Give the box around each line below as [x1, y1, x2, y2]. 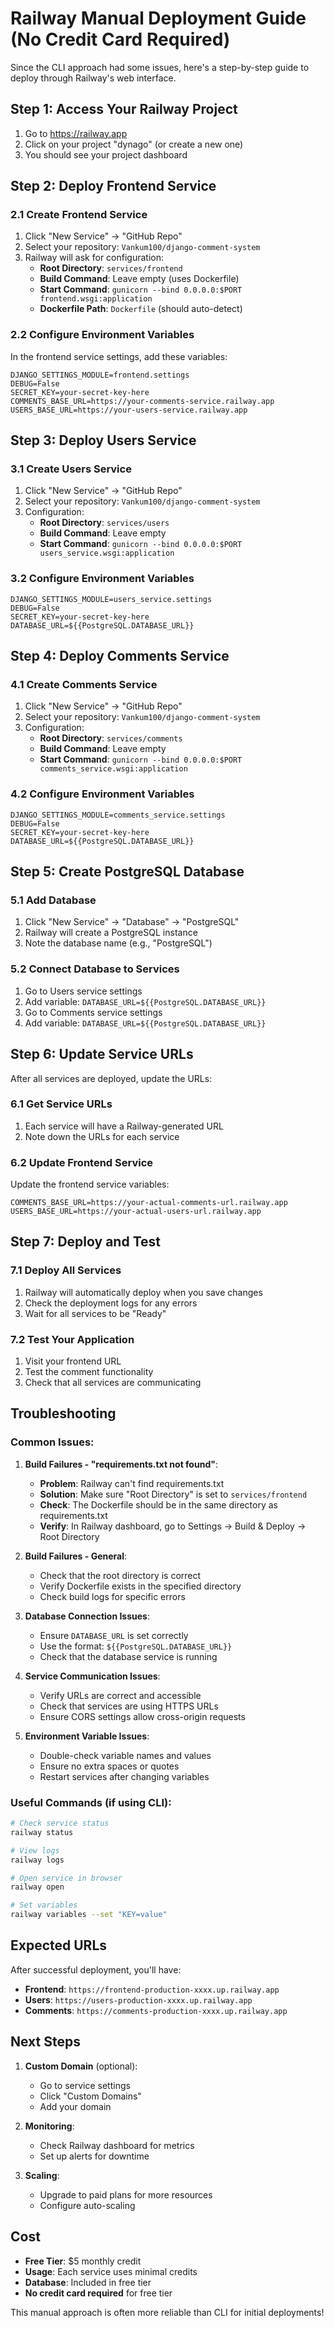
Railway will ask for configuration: [24, 252, 165, 264]
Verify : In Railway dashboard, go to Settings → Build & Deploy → [39, 1520, 307, 1532]
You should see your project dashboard [24, 148, 188, 161]
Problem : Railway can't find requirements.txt [39, 1477, 225, 1489]
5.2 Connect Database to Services [10, 962, 180, 976]
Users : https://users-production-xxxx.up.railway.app [24, 1993, 253, 2006]
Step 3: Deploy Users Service [10, 432, 197, 449]
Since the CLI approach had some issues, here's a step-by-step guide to [10, 61, 310, 73]
